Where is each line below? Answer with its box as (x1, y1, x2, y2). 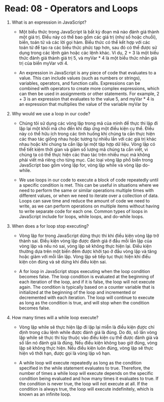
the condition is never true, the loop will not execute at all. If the (19, 380, 148, 387)
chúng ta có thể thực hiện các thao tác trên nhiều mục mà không (19, 151, 150, 158)
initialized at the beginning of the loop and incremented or (19, 289, 137, 295)
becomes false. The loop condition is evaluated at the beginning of (19, 273, 154, 279)
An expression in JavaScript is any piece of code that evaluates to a (19, 69, 157, 75)
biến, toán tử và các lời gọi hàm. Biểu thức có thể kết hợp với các (19, 39, 150, 45)
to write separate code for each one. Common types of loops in (19, 208, 148, 214)
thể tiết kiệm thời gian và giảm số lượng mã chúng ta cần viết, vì (19, 146, 148, 152)
